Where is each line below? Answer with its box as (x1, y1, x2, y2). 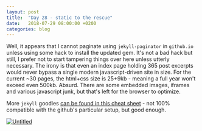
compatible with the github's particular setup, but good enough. (6, 106, 166, 113)
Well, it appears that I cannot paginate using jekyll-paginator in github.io (6, 43, 193, 50)
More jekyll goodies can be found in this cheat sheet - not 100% (6, 100, 170, 107)
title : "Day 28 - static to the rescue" (6, 15, 113, 21)
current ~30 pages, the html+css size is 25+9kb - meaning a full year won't (6, 75, 196, 82)
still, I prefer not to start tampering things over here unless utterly (6, 55, 170, 63)
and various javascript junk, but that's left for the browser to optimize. (6, 88, 181, 95)
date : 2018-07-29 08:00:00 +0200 (6, 20, 97, 26)
